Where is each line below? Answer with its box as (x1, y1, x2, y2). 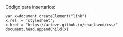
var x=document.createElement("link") (5, 14, 87, 19)
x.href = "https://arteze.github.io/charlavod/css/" (5, 22, 118, 27)
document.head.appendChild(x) (5, 27, 69, 32)
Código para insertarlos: (5, 4, 56, 10)
